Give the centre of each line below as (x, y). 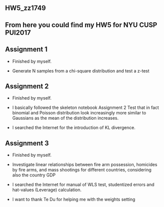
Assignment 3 (27, 143)
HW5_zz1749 (26, 8)
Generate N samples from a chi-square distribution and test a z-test (81, 70)
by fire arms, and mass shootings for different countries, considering (82, 170)
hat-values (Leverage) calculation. (47, 190)
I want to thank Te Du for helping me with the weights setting (74, 200)
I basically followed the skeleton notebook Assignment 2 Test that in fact (85, 107)
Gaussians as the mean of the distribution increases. (65, 118)
